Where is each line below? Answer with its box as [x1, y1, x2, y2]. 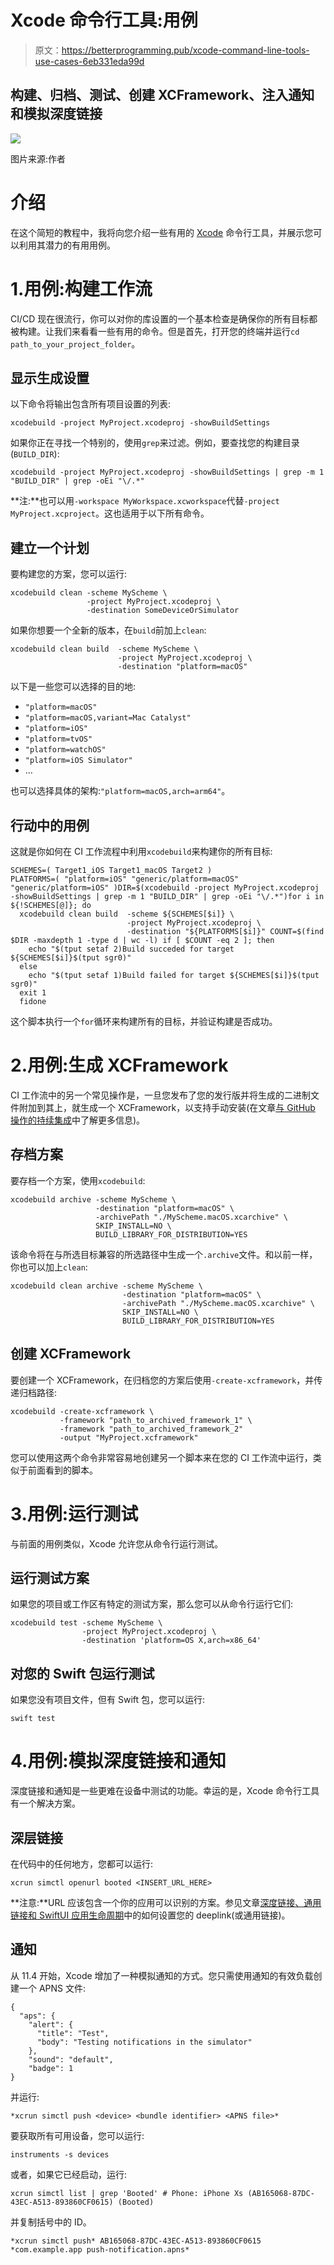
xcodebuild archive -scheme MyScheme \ [10, 1194, 177, 1205]
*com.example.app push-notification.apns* [10, 2244, 190, 2255]
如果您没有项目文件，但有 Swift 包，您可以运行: [10, 1694, 206, 1706]
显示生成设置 [10, 370, 90, 387]
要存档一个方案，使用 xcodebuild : [10, 1174, 146, 1186]
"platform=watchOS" [24, 745, 107, 755]
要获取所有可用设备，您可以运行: [10, 2129, 145, 2141]
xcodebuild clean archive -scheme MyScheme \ [10, 1281, 203, 1291]
